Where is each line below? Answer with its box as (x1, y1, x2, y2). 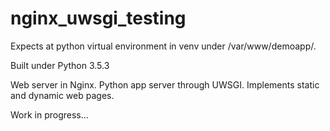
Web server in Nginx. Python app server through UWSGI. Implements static (10, 78, 320, 91)
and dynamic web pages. (10, 89, 115, 101)
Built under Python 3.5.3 (10, 59, 110, 71)
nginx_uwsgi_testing (10, 7, 187, 30)
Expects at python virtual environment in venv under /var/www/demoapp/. (10, 40, 317, 52)
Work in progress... (10, 108, 89, 121)
